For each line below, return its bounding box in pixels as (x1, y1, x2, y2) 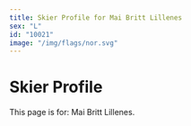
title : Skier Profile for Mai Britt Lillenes (9, 13, 182, 22)
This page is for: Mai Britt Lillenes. (9, 107, 135, 118)
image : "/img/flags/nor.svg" (9, 38, 118, 48)
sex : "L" (9, 22, 42, 31)
